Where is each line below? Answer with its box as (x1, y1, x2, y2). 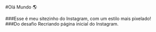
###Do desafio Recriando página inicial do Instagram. (5, 21, 119, 26)
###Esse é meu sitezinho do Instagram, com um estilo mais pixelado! (5, 15, 151, 21)
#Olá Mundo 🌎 (5, 4, 37, 10)
